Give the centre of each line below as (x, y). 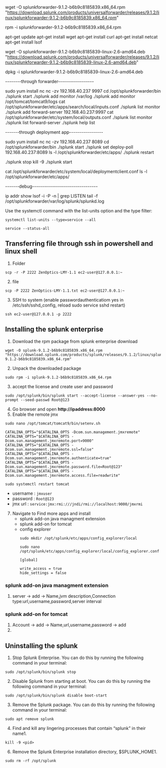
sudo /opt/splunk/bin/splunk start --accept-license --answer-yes (75, 396)
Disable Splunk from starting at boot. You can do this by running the (81, 681)
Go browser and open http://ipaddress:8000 (59, 409)
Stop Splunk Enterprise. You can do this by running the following (78, 658)
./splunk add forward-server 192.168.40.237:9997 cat (59, 112)
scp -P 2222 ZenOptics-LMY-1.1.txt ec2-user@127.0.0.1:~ (65, 291)
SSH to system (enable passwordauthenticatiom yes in (68, 300)
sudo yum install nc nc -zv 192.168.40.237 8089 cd (57, 142)
